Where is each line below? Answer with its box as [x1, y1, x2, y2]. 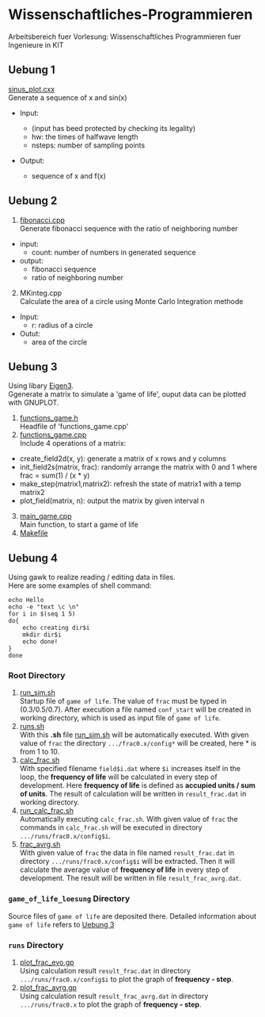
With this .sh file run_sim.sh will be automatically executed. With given [19, 730, 249, 739]
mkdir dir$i [22, 631, 62, 639]
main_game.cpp [19, 512, 73, 521]
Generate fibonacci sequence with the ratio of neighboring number [19, 224, 239, 233]
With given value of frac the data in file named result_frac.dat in [19, 848, 235, 858]
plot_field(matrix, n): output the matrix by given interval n [19, 496, 206, 505]
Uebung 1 [8, 63, 55, 77]
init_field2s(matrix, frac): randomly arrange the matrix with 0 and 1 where [19, 462, 258, 472]
